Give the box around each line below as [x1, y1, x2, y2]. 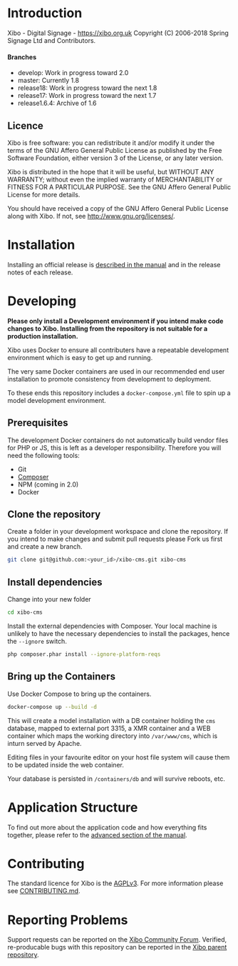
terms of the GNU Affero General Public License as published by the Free [7, 146, 222, 154]
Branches [7, 52, 37, 61]
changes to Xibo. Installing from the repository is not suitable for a [7, 324, 208, 333]
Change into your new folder [7, 595, 91, 604]
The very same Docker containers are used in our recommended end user [7, 367, 225, 376]
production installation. [7, 332, 78, 340]
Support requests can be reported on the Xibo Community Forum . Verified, [7, 935, 227, 944]
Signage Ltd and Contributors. [7, 36, 96, 44]
